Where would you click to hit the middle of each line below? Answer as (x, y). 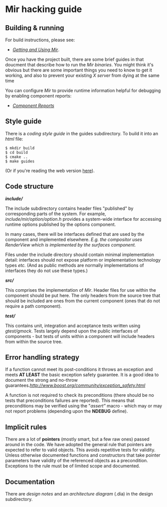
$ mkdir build (20, 148)
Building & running (35, 28)
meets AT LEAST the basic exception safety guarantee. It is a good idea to (82, 375)
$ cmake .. (17, 157)
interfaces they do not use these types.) (46, 271)
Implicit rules (26, 427)
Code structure (29, 186)
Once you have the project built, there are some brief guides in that (74, 59)
